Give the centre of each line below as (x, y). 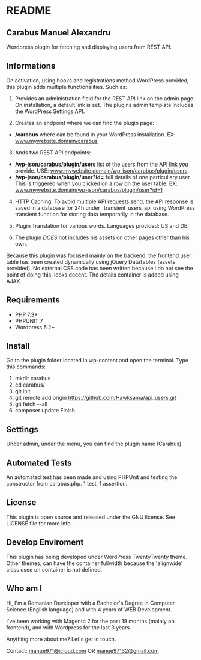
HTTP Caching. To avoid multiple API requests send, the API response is (104, 201)
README (29, 11)
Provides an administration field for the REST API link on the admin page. (105, 98)
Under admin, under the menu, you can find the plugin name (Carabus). (94, 444)
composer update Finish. (46, 411)
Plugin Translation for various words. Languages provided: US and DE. (102, 225)
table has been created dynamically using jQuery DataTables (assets (91, 261)
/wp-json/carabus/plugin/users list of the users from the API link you (101, 164)
